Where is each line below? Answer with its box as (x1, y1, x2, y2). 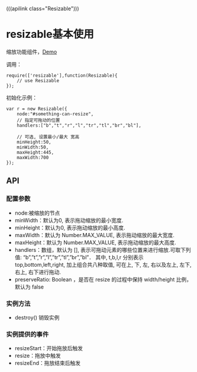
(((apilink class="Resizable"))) (6, 5, 79, 12)
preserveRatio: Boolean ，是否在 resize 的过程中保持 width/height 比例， (14, 276, 192, 283)
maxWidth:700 (17, 154, 49, 160)
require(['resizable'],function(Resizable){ (6, 72, 118, 79)
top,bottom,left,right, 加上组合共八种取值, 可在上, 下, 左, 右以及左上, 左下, (14, 261, 192, 268)
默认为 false (14, 283, 44, 290)
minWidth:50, (17, 144, 49, 150)
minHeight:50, (17, 139, 51, 145)
